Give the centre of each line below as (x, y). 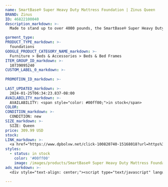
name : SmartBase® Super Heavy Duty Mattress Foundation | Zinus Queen (80, 10)
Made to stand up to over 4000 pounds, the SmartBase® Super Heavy (81, 28)
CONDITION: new (25, 116)
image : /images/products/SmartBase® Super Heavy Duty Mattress (81, 163)
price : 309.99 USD (24, 130)
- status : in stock (30, 154)
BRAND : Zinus (19, 14)
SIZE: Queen (22, 125)
